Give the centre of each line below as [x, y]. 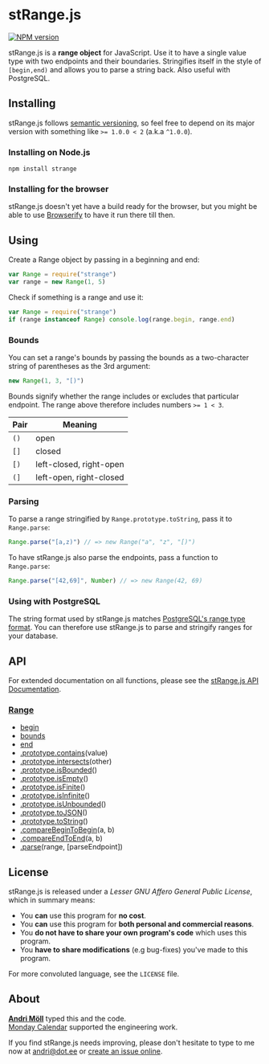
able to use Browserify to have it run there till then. [92, 215]
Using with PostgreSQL [54, 601]
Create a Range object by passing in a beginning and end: [104, 260]
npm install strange [43, 169]
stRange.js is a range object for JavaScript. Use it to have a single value [127, 52]
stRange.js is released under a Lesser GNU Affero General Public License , [130, 892]
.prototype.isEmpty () [54, 779]
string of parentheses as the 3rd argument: [79, 366]
